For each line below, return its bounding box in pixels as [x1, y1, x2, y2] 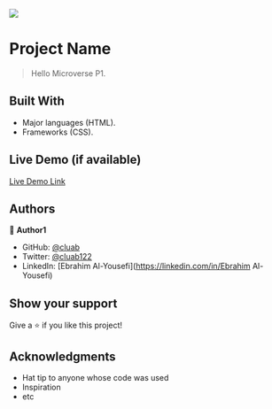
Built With [9, 94, 65, 109]
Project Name [9, 39, 112, 59]
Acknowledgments [9, 349, 117, 364]
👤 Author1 [9, 225, 47, 235]
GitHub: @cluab [21, 242, 81, 252]
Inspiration [21, 382, 61, 392]
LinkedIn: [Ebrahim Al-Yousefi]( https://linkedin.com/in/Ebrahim [21, 261, 251, 272]
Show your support [9, 296, 118, 311]
